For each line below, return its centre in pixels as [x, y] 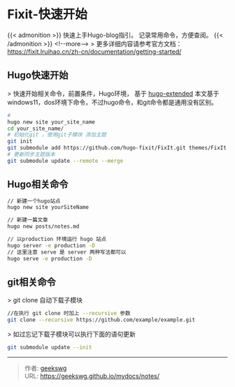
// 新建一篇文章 [28, 220]
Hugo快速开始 [38, 75]
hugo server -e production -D [51, 245]
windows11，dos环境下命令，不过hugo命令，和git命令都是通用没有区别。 [113, 102]
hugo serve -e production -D [50, 258]
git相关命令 [31, 282]
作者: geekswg [45, 368]
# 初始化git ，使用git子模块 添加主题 [57, 135]
